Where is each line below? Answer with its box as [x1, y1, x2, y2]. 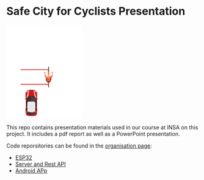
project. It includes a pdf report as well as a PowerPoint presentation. [6, 130, 180, 137]
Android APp [15, 167, 48, 174]
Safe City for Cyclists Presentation [6, 4, 186, 18]
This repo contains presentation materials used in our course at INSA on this [6, 124, 199, 131]
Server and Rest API [15, 160, 66, 168]
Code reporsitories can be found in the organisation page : [6, 142, 153, 149]
